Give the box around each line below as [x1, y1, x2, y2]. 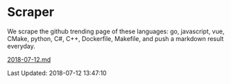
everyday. [7, 42, 36, 50]
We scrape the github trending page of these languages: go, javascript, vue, [7, 27, 225, 35]
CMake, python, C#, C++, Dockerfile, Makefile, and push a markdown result [7, 34, 224, 42]
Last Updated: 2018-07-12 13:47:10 [7, 69, 107, 77]
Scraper [7, 4, 54, 20]
